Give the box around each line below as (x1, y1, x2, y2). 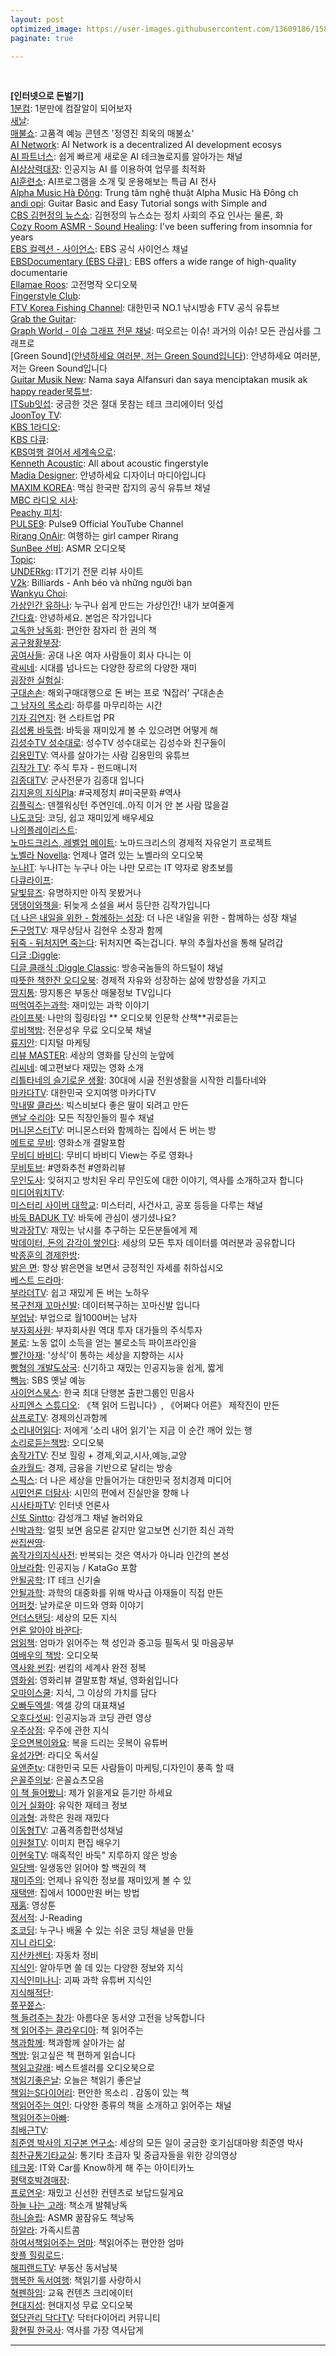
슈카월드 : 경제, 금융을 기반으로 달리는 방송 (10, 1462, 173, 1474)
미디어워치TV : (10, 1187, 65, 1199)
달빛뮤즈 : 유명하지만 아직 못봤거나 (10, 887, 142, 899)
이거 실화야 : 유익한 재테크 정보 (10, 1799, 128, 1811)
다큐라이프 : (10, 874, 54, 886)
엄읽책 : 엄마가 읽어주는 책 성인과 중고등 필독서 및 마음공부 (10, 1637, 235, 1649)
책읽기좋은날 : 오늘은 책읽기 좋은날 (10, 2074, 142, 2086)
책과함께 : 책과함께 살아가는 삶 (10, 2037, 126, 2049)
